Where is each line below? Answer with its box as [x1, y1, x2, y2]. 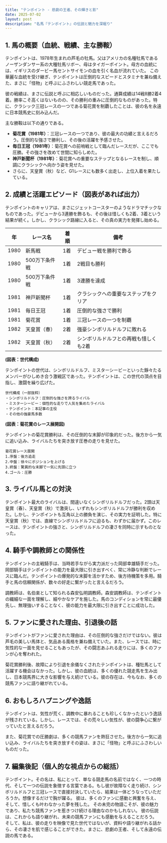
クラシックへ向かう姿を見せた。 [21, 162, 87, 168]
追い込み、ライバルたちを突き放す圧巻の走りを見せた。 [9, 438, 123, 444]
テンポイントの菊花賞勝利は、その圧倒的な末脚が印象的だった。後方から [5, 431, 153, 437]
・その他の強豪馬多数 [5, 411, 42, 417]
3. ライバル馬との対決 [5, 485, 72, 493]
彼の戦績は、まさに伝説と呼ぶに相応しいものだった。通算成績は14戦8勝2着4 [5, 91, 162, 97]
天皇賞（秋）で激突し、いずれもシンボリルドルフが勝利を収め [29, 505, 156, 511]
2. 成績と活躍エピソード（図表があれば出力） [5, 190, 144, 199]
